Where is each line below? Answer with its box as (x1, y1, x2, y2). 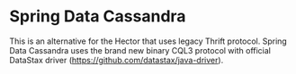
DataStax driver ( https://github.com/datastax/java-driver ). (9, 54, 224, 65)
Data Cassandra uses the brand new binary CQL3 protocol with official (9, 45, 272, 55)
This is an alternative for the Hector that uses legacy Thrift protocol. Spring (9, 36, 288, 46)
